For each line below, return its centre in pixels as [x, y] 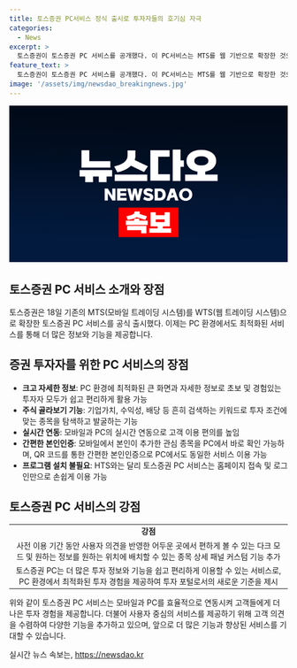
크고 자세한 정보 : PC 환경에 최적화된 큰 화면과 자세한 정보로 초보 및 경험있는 [152, 388]
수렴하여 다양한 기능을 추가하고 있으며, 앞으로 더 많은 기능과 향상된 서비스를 [148, 625]
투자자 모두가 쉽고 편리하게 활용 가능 [84, 399]
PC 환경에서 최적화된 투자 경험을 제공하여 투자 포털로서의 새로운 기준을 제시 [148, 581]
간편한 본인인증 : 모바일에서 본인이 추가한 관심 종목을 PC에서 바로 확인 [141, 443]
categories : [31, 28]
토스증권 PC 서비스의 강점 [75, 507]
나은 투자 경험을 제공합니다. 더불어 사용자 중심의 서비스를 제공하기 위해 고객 [139, 614]
